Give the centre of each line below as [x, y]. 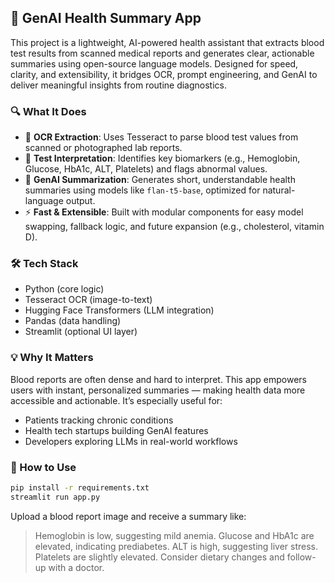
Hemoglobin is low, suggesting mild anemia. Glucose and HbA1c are [174, 535]
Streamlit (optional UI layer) [81, 332]
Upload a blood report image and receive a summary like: [128, 516]
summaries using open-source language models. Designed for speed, [154, 63]
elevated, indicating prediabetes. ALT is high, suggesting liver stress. [176, 546]
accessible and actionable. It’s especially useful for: [116, 400]
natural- [279, 190]
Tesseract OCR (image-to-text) [88, 300]
